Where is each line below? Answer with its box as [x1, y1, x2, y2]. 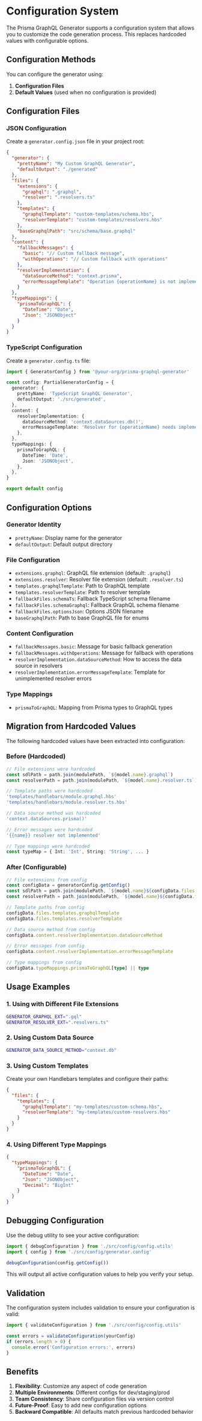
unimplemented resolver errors [14, 675, 92, 682]
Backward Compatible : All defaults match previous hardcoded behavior [14, 1408, 194, 1416]
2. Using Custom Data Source [6, 1033, 94, 1042]
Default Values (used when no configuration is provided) [14, 89, 157, 96]
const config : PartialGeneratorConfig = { [6, 379, 114, 385]
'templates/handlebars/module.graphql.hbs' [6, 794, 117, 800]
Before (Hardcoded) [6, 752, 66, 761]
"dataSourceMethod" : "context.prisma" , [22, 273, 122, 279]
